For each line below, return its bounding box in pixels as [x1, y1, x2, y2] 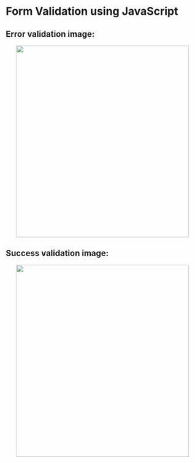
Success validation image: [6, 248, 109, 259]
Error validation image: [6, 29, 95, 39]
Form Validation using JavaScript [6, 4, 178, 18]
